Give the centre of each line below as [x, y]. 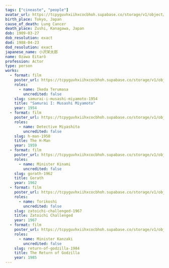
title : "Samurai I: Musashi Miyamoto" [55, 104]
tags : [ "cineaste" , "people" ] [37, 10]
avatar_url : [18, 15]
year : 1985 [26, 258]
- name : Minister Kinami [45, 164]
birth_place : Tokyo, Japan [33, 19]
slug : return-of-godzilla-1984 [47, 248]
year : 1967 [26, 220]
